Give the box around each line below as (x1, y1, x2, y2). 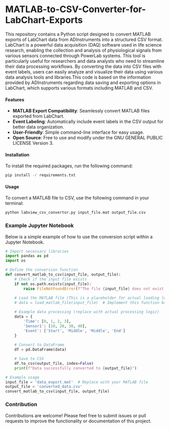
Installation (5, 151, 29, 158)
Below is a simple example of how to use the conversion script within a (5, 233, 153, 240)
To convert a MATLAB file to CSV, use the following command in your (5, 195, 149, 201)
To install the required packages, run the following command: (5, 163, 133, 169)
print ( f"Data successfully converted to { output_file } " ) (14, 366, 137, 371)
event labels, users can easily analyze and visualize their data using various (5, 68, 163, 74)
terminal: (5, 200, 24, 206)
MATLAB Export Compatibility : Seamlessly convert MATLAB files (12, 108, 150, 114)
